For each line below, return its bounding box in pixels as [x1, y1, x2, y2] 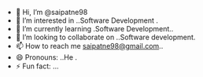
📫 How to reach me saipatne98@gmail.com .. [15, 42, 164, 50]
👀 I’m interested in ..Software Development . [15, 16, 159, 25]
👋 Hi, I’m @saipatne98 [15, 8, 88, 16]
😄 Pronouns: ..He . [15, 53, 77, 62]
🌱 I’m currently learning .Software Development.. [15, 24, 174, 33]
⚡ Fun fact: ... [15, 61, 59, 71]
